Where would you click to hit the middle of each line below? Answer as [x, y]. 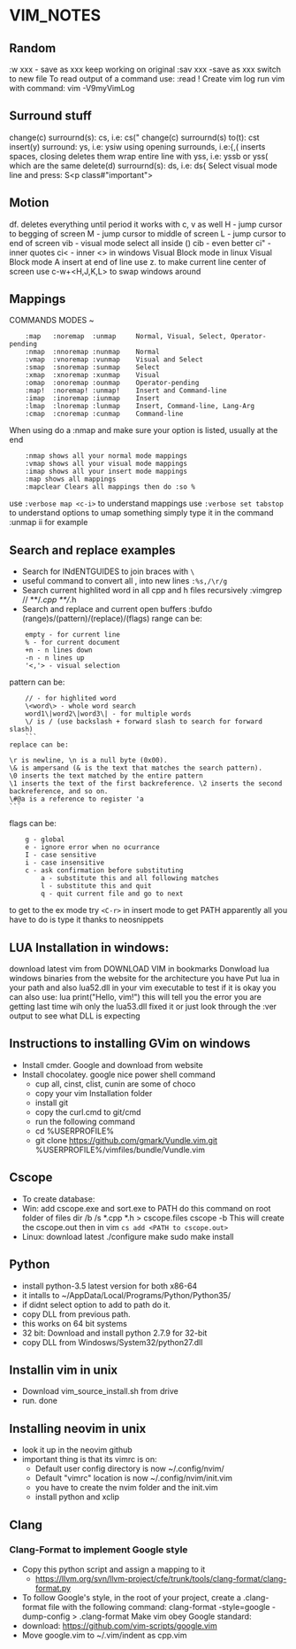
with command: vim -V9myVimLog [72, 88]
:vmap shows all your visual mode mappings [106, 464]
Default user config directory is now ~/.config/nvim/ [129, 1469]
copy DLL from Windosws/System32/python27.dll [112, 1342]
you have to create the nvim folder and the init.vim [126, 1488]
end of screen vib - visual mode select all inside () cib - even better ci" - [140, 243]
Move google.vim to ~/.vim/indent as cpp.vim [104, 1635]
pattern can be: [37, 682]
